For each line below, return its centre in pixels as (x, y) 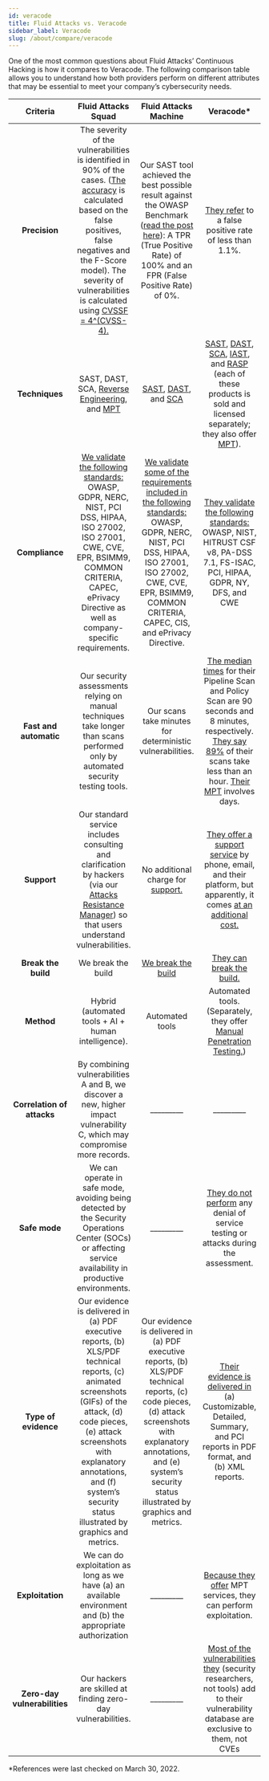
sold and (229, 404)
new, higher (104, 1105)
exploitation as (103, 1565)
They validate (229, 503)
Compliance (40, 552)
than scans (104, 736)
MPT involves (229, 792)
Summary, (229, 1427)
